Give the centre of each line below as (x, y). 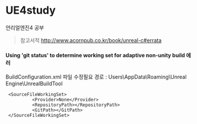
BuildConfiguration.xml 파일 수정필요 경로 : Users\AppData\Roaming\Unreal (96, 77)
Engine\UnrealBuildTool (34, 83)
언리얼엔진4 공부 (25, 27)
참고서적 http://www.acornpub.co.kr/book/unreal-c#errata (91, 40)
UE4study (31, 10)
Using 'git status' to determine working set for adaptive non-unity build (95, 55)
